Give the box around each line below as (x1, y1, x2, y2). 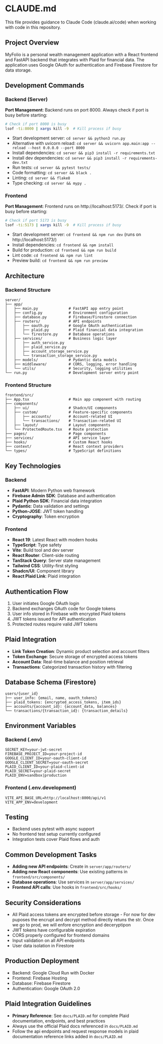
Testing (5, 813, 29, 821)
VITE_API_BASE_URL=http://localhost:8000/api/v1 (5, 795, 106, 800)
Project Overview (5, 39, 59, 47)
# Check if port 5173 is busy (5, 218, 67, 223)
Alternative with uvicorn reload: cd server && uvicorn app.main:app (12, 140, 149, 146)
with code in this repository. (5, 24, 61, 30)
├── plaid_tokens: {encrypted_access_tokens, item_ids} (5, 699, 121, 705)
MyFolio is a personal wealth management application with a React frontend (5, 51, 158, 57)
